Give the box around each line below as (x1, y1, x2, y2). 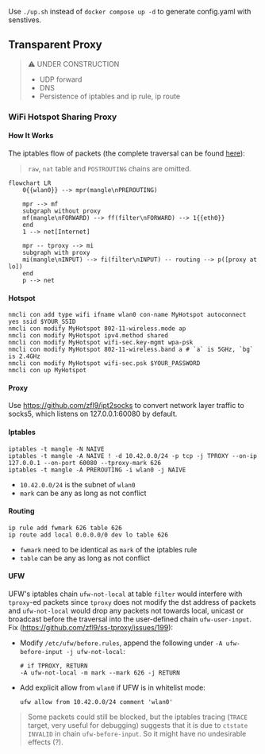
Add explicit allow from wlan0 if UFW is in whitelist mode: (19, 683, 206, 692)
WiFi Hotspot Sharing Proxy (8, 111, 117, 122)
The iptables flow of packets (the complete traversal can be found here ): (8, 148, 246, 158)
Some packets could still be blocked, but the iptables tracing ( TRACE (27, 712, 248, 721)
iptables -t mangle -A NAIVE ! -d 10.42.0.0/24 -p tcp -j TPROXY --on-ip (8, 452, 258, 460)
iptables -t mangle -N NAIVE (8, 444, 105, 453)
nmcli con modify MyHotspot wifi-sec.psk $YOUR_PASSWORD (8, 360, 201, 367)
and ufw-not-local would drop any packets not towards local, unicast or (8, 606, 244, 615)
